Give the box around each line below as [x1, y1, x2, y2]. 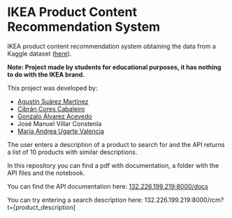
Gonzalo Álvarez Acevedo [17, 112, 92, 120]
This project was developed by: [7, 84, 98, 92]
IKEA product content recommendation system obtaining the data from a [7, 42, 217, 50]
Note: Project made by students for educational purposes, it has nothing [7, 63, 222, 71]
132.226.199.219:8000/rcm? [144, 196, 224, 204]
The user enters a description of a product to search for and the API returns [7, 140, 225, 148]
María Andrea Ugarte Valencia [17, 127, 105, 135]
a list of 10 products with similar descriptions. [7, 148, 138, 156]
